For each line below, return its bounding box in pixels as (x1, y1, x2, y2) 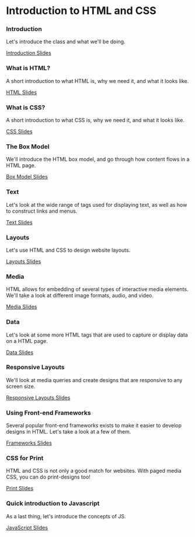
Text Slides (6, 219, 33, 226)
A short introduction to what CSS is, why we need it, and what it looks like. (6, 117, 185, 124)
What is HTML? (6, 64, 51, 72)
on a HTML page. (6, 337, 48, 344)
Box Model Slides (6, 174, 48, 181)
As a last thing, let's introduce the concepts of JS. (6, 512, 126, 519)
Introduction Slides (6, 50, 51, 57)
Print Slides (6, 485, 34, 492)
